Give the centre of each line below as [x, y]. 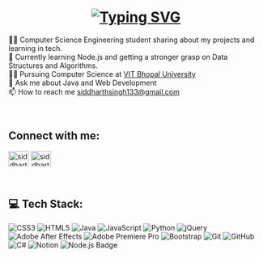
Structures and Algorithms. [53, 66]
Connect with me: [54, 136]
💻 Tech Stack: [46, 204]
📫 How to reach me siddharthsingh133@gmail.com [94, 91]
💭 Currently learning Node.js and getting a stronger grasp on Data [118, 57]
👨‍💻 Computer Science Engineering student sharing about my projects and [131, 40]
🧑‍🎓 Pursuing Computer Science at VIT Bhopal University [102, 74]
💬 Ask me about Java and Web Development [83, 82]
